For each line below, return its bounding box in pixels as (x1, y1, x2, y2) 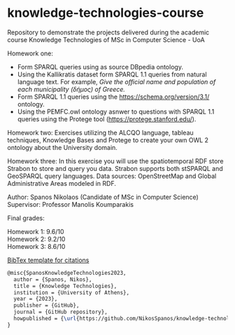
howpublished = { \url (13, 315, 77, 322)
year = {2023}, (13, 296, 58, 303)
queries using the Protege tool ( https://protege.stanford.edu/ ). (17, 114, 197, 123)
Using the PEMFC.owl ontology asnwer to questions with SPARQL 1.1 (17, 107, 215, 116)
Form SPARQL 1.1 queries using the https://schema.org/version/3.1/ (17, 93, 210, 101)
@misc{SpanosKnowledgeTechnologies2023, (7, 269, 127, 276)
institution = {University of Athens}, (13, 289, 130, 296)
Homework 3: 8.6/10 (7, 242, 66, 250)
